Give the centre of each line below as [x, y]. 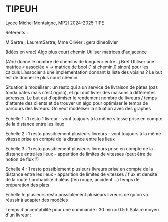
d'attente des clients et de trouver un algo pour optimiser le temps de [77, 103]
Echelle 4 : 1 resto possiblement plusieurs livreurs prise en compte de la [79, 169]
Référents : [17, 32]
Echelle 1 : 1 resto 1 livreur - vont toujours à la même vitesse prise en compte [84, 118]
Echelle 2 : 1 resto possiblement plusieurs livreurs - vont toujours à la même [83, 133]
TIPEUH [22, 9]
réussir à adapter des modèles [37, 200]
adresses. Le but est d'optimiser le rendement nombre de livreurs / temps [81, 98]
